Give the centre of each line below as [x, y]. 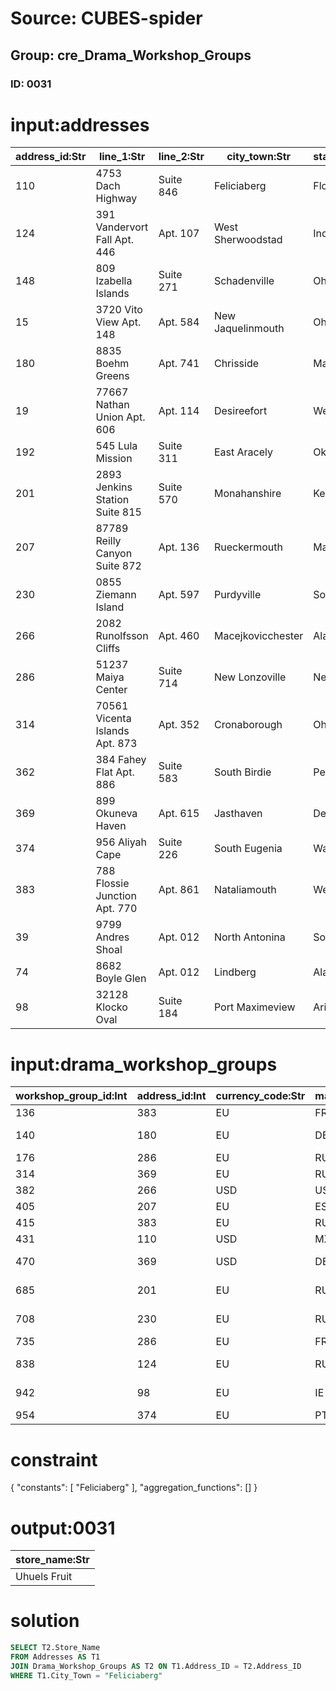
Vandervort [122, 227]
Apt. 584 [179, 322]
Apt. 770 [116, 909]
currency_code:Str [260, 1096]
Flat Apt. [115, 772]
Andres [112, 937]
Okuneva [116, 814]
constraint [54, 1459]
